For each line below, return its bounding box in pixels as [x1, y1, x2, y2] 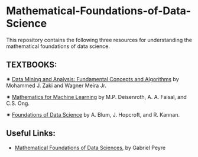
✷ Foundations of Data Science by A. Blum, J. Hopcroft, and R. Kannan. [6, 111, 180, 118]
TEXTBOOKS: [6, 60, 57, 70]
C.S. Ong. [6, 100, 30, 107]
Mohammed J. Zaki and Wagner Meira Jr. [6, 82, 107, 89]
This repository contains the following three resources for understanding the [6, 36, 192, 43]
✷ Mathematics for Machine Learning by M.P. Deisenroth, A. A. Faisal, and [6, 93, 187, 100]
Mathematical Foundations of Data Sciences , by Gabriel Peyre [14, 144, 166, 151]
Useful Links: [6, 129, 56, 139]
